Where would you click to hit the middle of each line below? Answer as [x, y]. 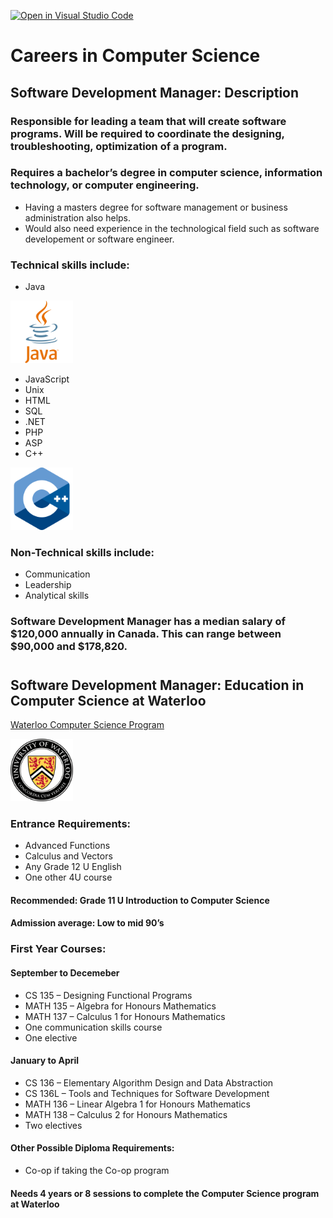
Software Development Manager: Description [155, 92]
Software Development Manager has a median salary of [148, 622]
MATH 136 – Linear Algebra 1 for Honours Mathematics [137, 1104]
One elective [51, 1037]
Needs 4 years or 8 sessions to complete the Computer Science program [165, 1193]
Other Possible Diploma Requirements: [92, 1148]
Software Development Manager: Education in [157, 685]
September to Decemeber [65, 972]
